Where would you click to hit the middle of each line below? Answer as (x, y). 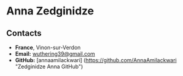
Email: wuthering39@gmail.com (55, 54)
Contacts (24, 33)
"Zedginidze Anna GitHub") (49, 66)
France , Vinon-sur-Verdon (48, 47)
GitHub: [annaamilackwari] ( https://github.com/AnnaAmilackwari (96, 60)
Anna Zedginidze (50, 11)
